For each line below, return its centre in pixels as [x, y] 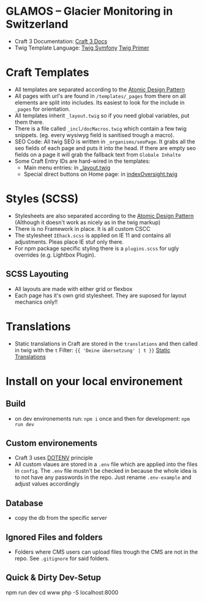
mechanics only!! [36, 302]
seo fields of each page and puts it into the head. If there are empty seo [105, 148]
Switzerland [37, 24]
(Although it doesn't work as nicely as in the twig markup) [87, 222]
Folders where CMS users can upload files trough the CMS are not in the [106, 552]
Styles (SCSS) [42, 199]
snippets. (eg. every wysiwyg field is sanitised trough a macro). [94, 135]
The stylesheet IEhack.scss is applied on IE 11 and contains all [93, 235]
